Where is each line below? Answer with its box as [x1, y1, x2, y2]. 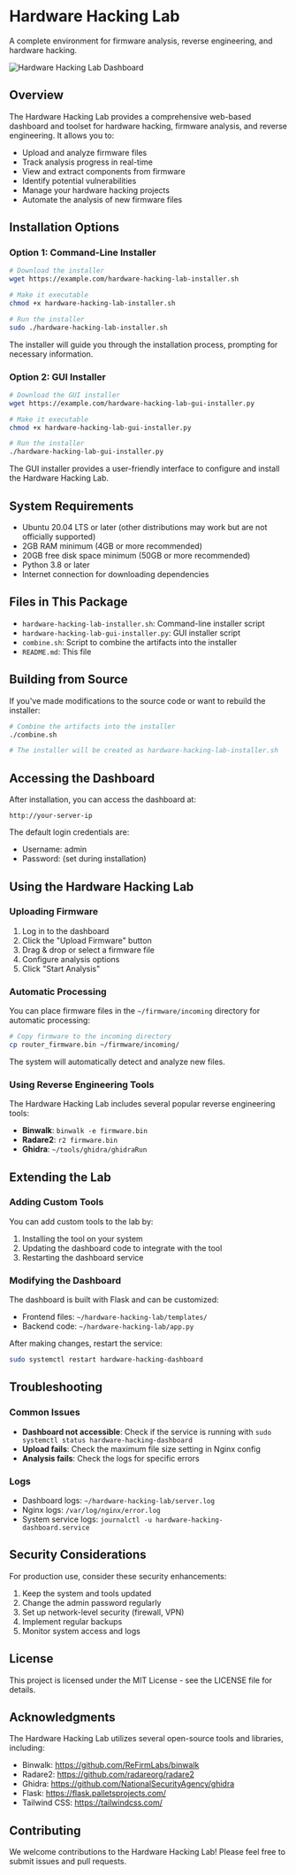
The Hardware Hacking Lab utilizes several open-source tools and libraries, [9, 1733, 285, 1744]
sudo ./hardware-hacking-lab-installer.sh [9, 323, 168, 332]
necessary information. [9, 348, 94, 359]
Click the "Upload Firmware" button [21, 935, 152, 945]
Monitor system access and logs [21, 1625, 141, 1636]
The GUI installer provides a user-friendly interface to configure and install [9, 463, 280, 475]
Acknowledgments [9, 1710, 117, 1725]
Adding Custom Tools [9, 1196, 104, 1208]
